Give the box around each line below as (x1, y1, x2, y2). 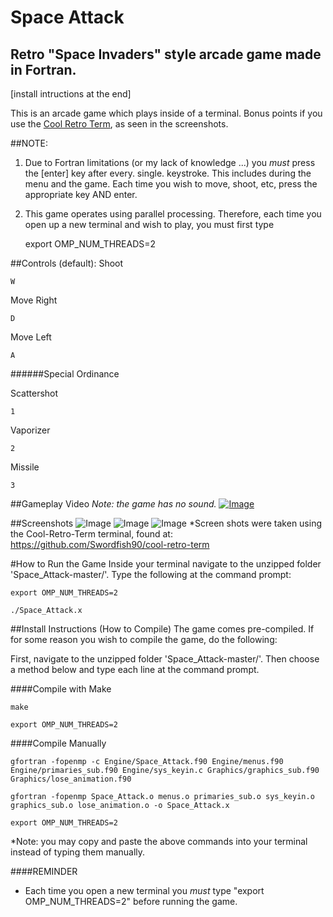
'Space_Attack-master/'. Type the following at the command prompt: (10, 569, 292, 580)
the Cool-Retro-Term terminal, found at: (10, 528, 173, 540)
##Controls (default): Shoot (10, 257, 124, 269)
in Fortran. (10, 61, 77, 78)
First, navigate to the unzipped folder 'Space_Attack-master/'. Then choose (10, 653, 320, 665)
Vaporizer (10, 424, 51, 436)
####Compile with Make (10, 683, 112, 695)
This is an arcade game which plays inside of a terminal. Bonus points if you (10, 107, 323, 119)
